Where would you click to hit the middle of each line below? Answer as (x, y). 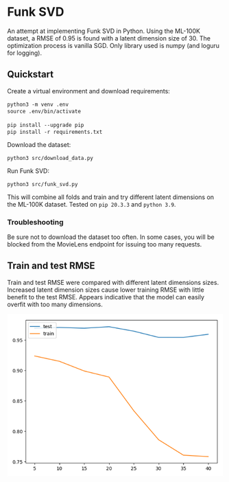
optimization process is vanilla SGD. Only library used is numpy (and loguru (113, 45)
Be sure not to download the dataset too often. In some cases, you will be (111, 237)
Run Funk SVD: (28, 171)
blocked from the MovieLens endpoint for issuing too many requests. (105, 244)
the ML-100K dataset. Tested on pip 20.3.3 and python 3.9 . (92, 204)
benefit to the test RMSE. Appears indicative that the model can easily (106, 297)
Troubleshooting (35, 222)
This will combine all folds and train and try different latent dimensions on (111, 197)
